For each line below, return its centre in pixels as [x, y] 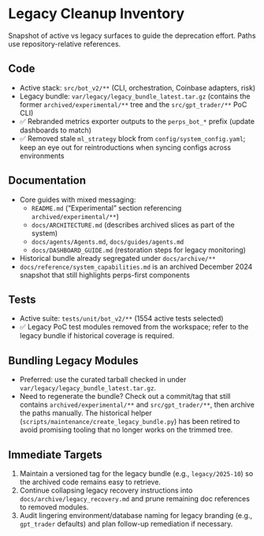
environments [42, 155]
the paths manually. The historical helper [86, 413]
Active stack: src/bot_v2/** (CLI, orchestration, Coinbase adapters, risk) [138, 87]
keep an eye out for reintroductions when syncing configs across [125, 147]
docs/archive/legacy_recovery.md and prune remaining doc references [135, 499]
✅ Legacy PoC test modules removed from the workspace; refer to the [134, 327]
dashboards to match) [56, 130]
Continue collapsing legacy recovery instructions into [106, 490]
